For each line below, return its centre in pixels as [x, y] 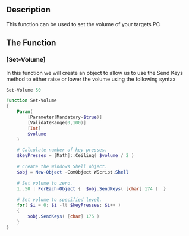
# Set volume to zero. [45, 183]
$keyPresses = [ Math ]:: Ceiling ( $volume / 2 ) [75, 156]
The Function [31, 43]
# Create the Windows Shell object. [62, 166]
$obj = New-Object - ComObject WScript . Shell [73, 172]
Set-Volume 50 [24, 90]
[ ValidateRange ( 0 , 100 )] [57, 122]
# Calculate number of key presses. [62, 150]
